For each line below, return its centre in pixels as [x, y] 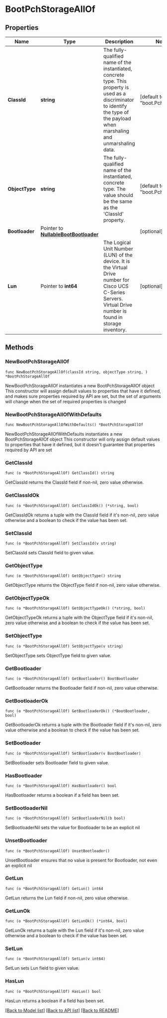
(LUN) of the [118, 255]
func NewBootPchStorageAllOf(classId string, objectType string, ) [77, 372]
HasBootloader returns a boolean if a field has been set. [62, 795]
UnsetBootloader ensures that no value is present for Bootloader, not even [81, 860]
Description [119, 42]
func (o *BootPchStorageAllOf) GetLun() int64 [54, 888]
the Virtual [115, 267]
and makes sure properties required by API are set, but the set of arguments [83, 396]
